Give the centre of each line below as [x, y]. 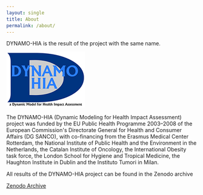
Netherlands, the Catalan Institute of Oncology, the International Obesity [96, 150]
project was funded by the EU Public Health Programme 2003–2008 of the [99, 124]
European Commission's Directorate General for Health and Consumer [94, 130]
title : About [23, 19]
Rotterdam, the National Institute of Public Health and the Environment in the [101, 143]
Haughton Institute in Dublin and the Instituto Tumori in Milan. [83, 162]
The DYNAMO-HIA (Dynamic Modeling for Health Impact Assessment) [94, 117]
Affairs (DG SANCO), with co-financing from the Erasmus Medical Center [98, 137]
